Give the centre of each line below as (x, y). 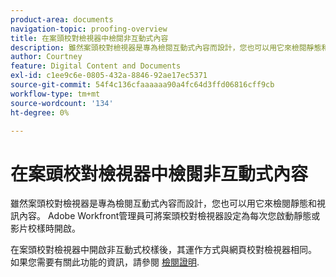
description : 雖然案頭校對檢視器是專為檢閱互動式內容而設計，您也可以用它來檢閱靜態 (166, 47)
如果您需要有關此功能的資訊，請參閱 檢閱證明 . (105, 262)
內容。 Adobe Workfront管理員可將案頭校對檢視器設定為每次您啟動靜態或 (169, 216)
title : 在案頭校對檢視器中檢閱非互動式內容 (89, 38)
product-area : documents (62, 19)
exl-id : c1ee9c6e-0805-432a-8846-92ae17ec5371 (109, 76)
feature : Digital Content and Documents (96, 66)
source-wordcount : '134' (62, 103)
